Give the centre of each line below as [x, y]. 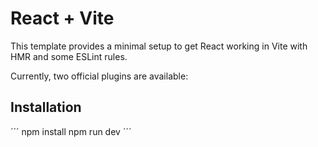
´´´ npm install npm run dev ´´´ [71, 131]
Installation [46, 107]
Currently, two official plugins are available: [99, 76]
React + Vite [62, 18]
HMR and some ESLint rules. [69, 56]
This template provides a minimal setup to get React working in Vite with [159, 46]
